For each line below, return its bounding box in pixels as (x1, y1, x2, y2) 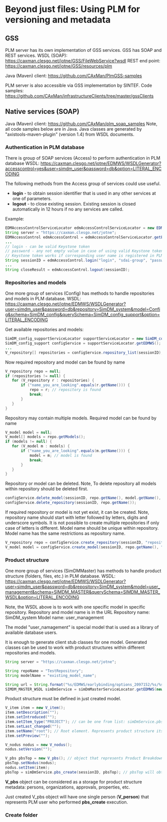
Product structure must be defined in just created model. (5, 696, 121, 702)
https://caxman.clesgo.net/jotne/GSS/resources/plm (5, 63, 113, 69)
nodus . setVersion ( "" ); (5, 747, 52, 752)
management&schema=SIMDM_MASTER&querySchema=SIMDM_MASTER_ (5, 589, 161, 595)
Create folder (5, 812, 38, 819)
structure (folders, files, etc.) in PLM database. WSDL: (5, 573, 116, 579)
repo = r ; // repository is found (29, 388, 101, 393)
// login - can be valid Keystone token (5, 244, 90, 249)
